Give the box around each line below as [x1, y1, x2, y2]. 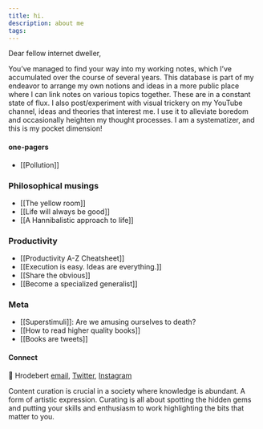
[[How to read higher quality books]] [19, 326, 141, 335]
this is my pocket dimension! [8, 123, 103, 133]
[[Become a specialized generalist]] [19, 279, 138, 289]
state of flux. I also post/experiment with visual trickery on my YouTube [8, 98, 243, 108]
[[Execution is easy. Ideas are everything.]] [19, 262, 162, 272]
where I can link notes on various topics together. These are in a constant [8, 90, 251, 99]
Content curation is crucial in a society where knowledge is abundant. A [8, 386, 246, 395]
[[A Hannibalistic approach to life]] [19, 215, 134, 225]
